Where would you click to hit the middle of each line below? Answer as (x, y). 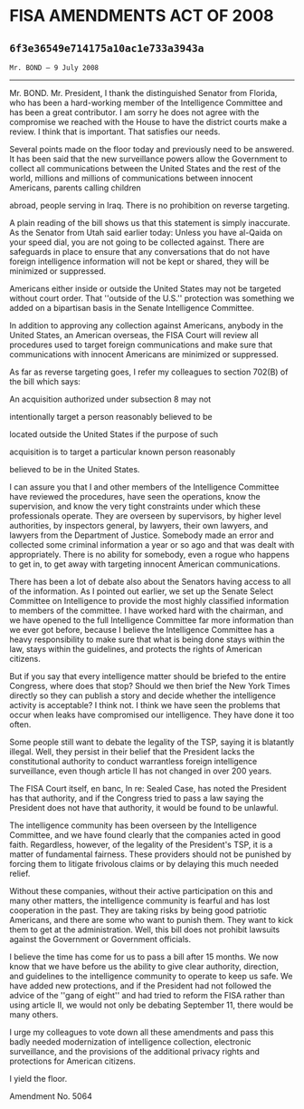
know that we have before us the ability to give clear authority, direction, (144, 966)
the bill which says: (45, 381)
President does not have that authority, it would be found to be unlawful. (144, 807)
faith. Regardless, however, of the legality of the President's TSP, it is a (141, 845)
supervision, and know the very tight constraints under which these (135, 506)
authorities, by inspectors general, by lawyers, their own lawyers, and (139, 525)
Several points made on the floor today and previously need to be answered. (152, 149)
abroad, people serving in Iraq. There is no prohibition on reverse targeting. (150, 205)
